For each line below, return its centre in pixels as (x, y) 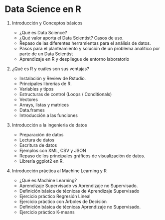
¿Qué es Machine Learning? (48, 180)
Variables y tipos (36, 89)
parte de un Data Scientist (46, 54)
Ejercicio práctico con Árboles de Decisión (63, 201)
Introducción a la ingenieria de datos (49, 125)
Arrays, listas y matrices (44, 105)
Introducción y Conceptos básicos (47, 23)
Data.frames (32, 110)
